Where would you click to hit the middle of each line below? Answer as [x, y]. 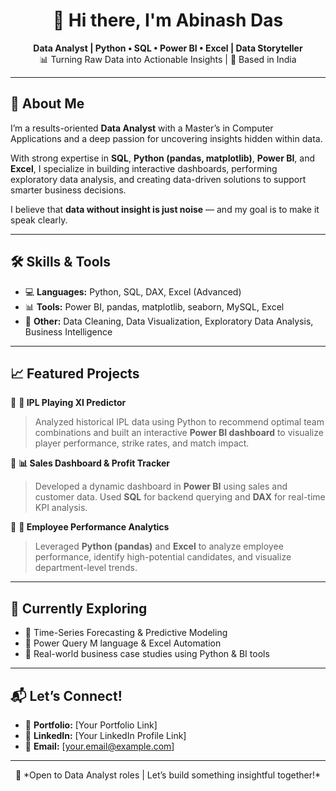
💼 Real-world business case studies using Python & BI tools [147, 654]
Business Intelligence [68, 331]
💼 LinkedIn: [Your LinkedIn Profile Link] [105, 735]
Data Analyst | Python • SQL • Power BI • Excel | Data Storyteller [168, 48]
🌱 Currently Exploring [79, 608]
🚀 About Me [47, 104]
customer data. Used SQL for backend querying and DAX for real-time [180, 497]
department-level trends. [86, 568]
